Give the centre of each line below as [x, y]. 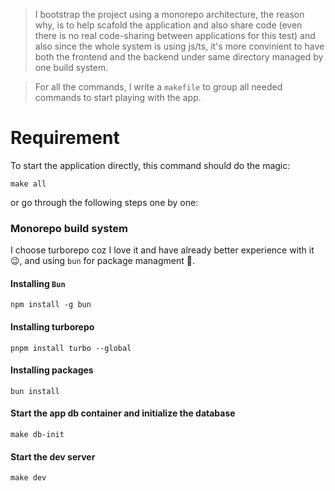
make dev [28, 478]
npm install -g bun [51, 305]
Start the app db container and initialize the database [123, 413]
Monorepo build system [69, 228]
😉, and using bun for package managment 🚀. [102, 261]
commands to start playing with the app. [118, 97]
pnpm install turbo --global [71, 348]
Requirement [65, 138]
